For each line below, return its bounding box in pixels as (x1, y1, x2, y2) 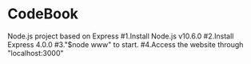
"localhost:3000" (7, 48, 65, 58)
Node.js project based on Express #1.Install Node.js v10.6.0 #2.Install (7, 31, 234, 41)
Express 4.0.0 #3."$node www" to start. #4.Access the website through (7, 39, 244, 49)
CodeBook (7, 5, 79, 23)
